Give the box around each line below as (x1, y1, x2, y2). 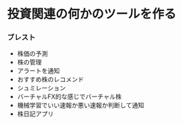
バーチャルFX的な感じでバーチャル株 (17, 92, 122, 101)
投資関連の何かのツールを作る (7, 6, 177, 22)
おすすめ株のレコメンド (17, 75, 84, 83)
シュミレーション (17, 84, 66, 92)
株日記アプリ (17, 110, 54, 118)
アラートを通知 (17, 67, 60, 75)
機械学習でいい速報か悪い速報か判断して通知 (17, 101, 145, 110)
